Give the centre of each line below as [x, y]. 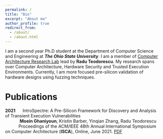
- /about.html [24, 37]
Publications [31, 97]
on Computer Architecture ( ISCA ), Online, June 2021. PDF [64, 131]
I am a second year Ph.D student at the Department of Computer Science [79, 51]
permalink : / [18, 10]
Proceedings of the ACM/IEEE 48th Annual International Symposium [87, 126]
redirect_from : [21, 28]
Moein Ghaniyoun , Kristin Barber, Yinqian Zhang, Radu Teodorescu [88, 121]
